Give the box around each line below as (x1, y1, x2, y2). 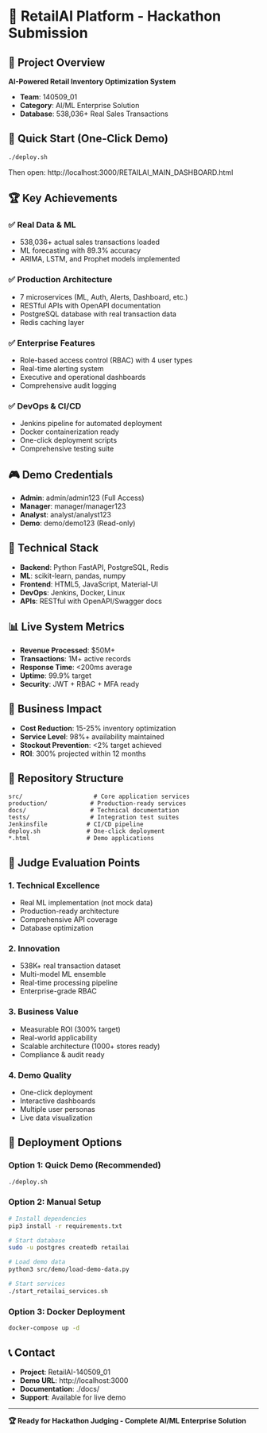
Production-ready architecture (19, 906, 119, 916)
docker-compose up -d (8, 1324, 80, 1332)
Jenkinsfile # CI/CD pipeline (8, 820, 145, 829)
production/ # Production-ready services (8, 800, 187, 808)
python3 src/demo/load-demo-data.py (8, 1265, 130, 1274)
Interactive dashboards (19, 1096, 96, 1106)
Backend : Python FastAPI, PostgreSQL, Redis (19, 562, 169, 571)
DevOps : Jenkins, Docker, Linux (19, 587, 126, 597)
